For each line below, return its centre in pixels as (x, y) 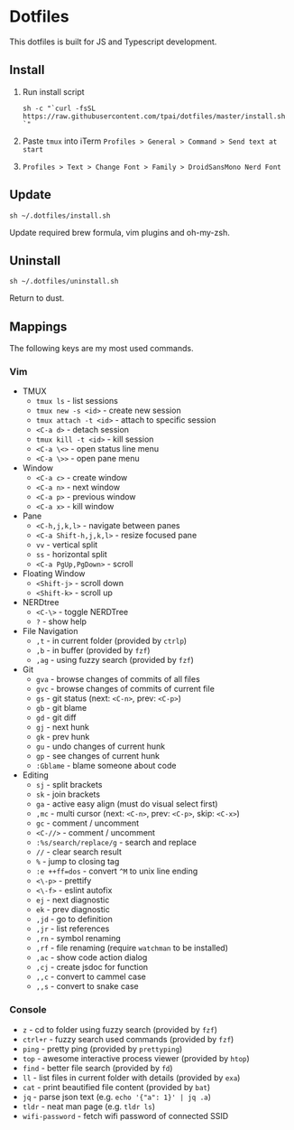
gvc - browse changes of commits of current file (125, 689)
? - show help (61, 621)
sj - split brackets (69, 785)
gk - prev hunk (63, 737)
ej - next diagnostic (73, 900)
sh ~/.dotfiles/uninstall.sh (64, 282)
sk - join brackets (68, 794)
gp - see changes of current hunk (98, 756)
